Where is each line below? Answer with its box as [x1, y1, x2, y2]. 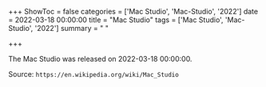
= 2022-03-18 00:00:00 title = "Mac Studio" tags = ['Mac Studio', [8, 15, 224, 25]
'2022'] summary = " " [34, 24, 109, 32]
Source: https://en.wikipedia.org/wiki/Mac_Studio [8, 70, 180, 78]
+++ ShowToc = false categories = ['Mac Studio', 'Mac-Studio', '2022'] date [8, 7, 258, 16]
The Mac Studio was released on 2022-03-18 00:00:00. [8, 55, 193, 63]
